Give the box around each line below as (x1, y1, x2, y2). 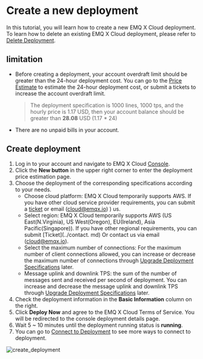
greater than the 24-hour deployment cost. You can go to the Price (15, 77, 182, 84)
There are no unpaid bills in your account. (15, 126, 119, 134)
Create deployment (6, 144, 81, 154)
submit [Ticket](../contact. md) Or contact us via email (24, 231, 159, 238)
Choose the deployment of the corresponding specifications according (15, 179, 193, 186)
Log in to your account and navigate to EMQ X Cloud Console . (15, 160, 170, 167)
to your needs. (15, 186, 52, 193)
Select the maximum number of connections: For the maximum (24, 244, 182, 251)
